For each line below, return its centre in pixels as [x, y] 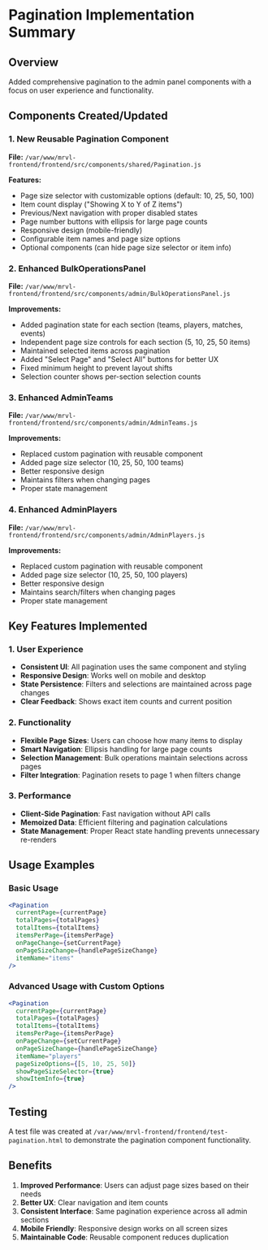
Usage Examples [52, 865]
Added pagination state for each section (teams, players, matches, [132, 324]
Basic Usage [34, 888]
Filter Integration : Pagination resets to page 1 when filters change [130, 775]
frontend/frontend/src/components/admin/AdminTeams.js [103, 423]
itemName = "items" [45, 958]
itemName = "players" [49, 1056]
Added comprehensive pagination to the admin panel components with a [130, 82]
